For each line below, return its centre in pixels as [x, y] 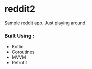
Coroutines [23, 52]
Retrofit [19, 63]
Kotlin [18, 47]
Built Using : [20, 36]
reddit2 [20, 9]
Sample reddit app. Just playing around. [46, 23]
